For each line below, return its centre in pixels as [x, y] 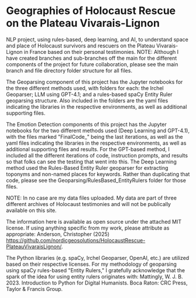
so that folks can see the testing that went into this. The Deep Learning [91, 162]
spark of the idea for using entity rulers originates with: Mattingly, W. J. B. [94, 276]
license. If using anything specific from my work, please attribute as [88, 228]
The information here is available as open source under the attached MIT [94, 221]
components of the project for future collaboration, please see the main [92, 64]
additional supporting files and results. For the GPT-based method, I [88, 149]
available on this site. [31, 210]
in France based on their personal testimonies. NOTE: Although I [101, 52]
